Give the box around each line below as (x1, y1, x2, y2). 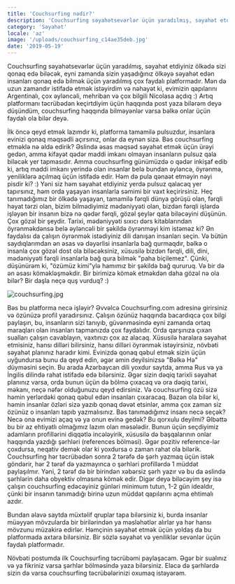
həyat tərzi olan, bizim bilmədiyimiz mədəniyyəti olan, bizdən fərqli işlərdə (7, 202, 220, 210)
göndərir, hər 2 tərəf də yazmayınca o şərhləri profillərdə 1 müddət (7, 460, 199, 468)
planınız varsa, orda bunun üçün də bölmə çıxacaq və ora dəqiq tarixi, (7, 378, 208, 386)
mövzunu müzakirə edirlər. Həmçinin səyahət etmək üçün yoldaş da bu (7, 526, 212, 534)
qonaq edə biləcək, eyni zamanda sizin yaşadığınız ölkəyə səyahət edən (7, 69, 215, 78)
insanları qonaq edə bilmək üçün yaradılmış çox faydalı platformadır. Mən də (7, 77, 227, 85)
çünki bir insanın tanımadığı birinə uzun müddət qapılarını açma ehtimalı (7, 489, 213, 498)
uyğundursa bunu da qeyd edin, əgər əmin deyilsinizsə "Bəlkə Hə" (7, 356, 198, 364)
